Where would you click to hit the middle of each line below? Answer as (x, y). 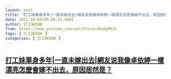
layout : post (19, 10)
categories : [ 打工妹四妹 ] (33, 39)
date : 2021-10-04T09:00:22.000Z (39, 19)
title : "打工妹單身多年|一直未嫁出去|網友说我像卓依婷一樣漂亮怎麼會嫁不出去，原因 (83, 15)
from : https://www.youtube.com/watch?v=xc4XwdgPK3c (61, 29)
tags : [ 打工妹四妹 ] (26, 34)
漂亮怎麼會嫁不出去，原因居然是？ (59, 70)
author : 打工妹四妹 (24, 24)
